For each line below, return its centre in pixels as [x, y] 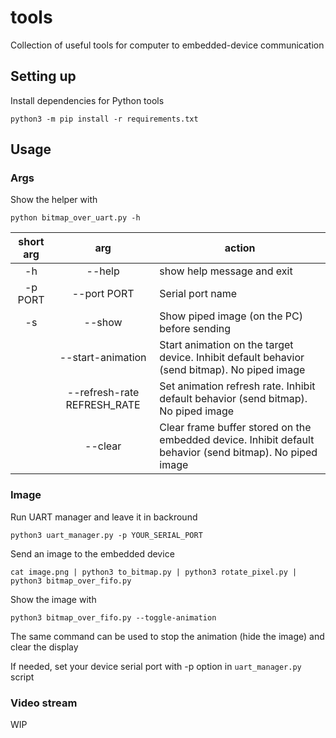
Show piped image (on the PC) [231, 316]
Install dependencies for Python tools [87, 100]
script [22, 677]
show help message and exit [226, 271]
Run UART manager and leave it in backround [104, 517]
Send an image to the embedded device [92, 553]
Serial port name [198, 294]
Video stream [44, 703]
